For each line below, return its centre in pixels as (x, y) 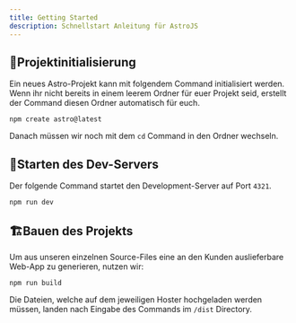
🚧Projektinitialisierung (73, 62)
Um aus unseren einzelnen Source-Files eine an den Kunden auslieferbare (147, 257)
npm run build (36, 283)
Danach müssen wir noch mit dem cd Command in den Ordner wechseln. (144, 136)
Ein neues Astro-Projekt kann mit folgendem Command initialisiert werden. (147, 84)
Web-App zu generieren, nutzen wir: (77, 266)
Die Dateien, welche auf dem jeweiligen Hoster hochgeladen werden (136, 299)
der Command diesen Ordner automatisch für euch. (104, 103)
